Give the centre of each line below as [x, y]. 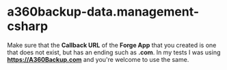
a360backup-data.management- [103, 12]
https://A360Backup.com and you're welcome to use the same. [98, 59]
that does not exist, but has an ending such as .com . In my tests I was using [114, 52]
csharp [28, 26]
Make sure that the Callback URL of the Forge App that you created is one [112, 45]
